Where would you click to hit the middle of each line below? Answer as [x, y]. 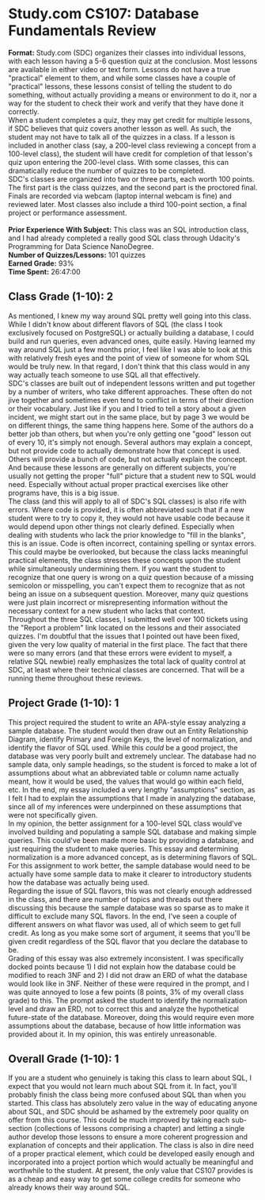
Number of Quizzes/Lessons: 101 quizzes [77, 255]
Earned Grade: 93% [41, 263]
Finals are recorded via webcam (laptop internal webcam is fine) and [120, 196]
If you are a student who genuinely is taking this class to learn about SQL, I [130, 1078]
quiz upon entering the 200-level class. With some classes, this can [119, 162]
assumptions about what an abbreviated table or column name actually [124, 773]
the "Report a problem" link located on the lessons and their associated [125, 627]
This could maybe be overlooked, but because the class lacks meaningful [128, 551]
